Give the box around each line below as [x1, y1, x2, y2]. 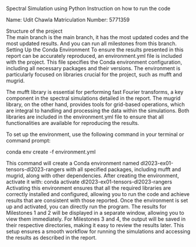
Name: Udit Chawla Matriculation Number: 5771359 [6, 16, 130, 23]
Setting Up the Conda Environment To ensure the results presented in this [6, 46, 184, 53]
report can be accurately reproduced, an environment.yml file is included [6, 53, 183, 59]
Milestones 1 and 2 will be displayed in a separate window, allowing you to [6, 210, 184, 216]
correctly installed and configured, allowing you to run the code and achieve [6, 191, 190, 197]
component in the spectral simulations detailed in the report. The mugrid [6, 95, 181, 102]
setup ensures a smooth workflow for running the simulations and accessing [6, 228, 191, 235]
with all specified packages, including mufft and [66, 166, 181, 173]
